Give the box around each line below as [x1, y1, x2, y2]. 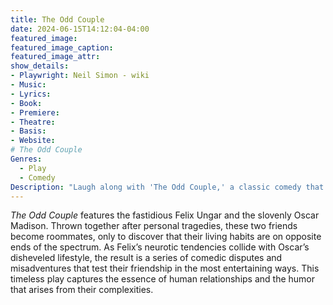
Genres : [10, 154, 43, 164]
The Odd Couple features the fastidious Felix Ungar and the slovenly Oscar [10, 209, 320, 221]
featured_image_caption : [10, 42, 114, 53]
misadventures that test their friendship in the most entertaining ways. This [10, 262, 320, 275]
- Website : [10, 136, 56, 146]
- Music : [10, 80, 47, 90]
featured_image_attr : [10, 52, 101, 62]
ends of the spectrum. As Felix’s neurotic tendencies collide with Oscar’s [10, 241, 310, 253]
